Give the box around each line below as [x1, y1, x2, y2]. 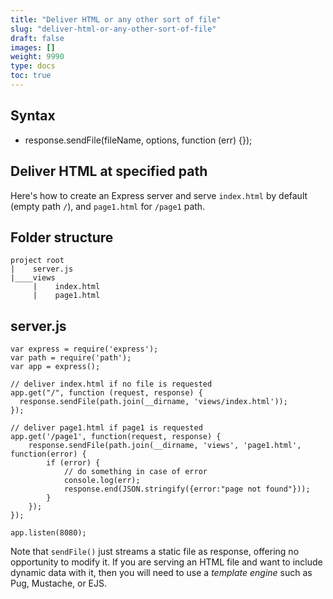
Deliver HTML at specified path [10, 163, 208, 180]
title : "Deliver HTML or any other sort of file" [10, 14, 222, 25]
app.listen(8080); [10, 528, 87, 538]
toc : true [10, 71, 52, 81]
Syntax [10, 107, 56, 125]
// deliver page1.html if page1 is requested [10, 423, 203, 433]
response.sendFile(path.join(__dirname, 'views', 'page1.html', [28, 441, 302, 451]
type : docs [10, 61, 56, 71]
